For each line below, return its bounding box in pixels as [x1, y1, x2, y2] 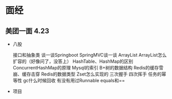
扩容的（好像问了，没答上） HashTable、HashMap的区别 [12, 58, 133, 64]
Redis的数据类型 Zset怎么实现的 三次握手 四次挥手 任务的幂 [41, 71, 166, 77]
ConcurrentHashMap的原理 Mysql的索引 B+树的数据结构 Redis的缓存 [12, 65, 159, 70]
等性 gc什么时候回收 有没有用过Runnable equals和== [12, 78, 125, 83]
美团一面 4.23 [5, 27, 50, 35]
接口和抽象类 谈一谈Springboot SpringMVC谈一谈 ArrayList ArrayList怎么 [12, 52, 167, 58]
